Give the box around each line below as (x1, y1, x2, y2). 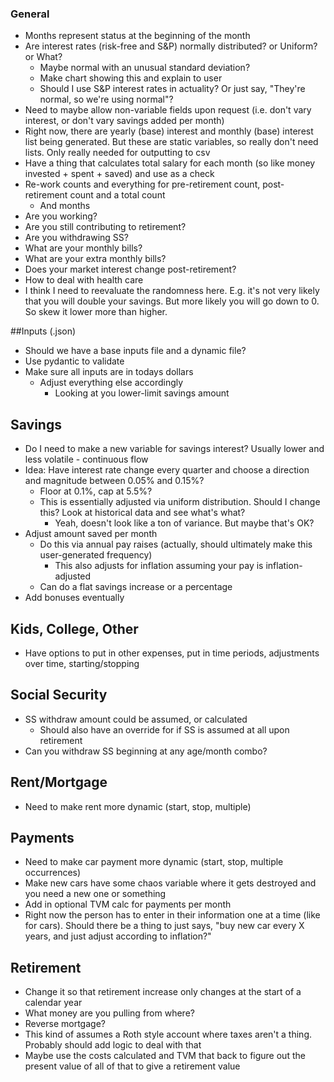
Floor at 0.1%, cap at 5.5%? (39, 485, 153, 497)
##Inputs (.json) (10, 325, 77, 337)
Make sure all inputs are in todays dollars (24, 366, 194, 378)
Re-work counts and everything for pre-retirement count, (24, 178, 261, 191)
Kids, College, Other (10, 620, 139, 637)
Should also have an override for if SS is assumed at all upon (39, 723, 290, 736)
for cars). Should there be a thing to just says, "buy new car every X (24, 920, 305, 932)
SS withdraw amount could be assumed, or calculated (24, 713, 248, 725)
